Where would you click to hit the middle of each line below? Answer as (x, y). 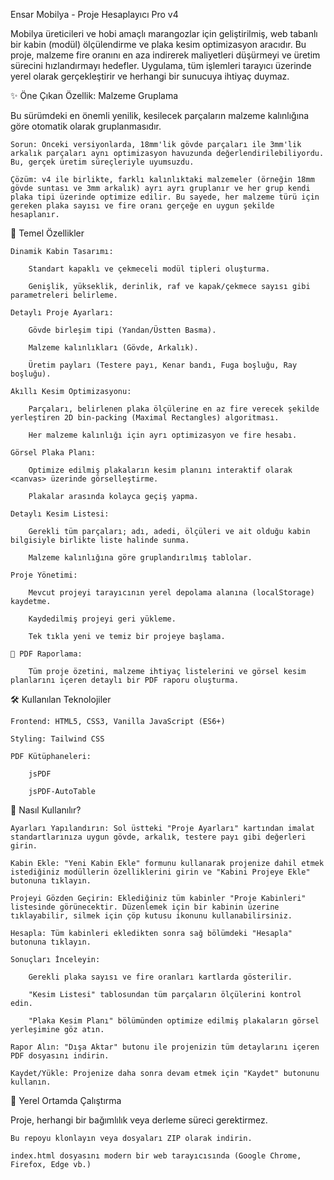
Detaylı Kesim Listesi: (60, 514)
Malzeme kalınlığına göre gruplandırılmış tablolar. (140, 558)
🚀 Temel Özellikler (47, 233)
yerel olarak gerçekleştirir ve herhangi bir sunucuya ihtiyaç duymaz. (150, 76)
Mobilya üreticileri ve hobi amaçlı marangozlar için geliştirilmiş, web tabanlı (164, 33)
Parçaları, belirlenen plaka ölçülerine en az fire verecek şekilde (174, 409)
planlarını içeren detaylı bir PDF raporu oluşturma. (125, 680)
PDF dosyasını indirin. (60, 1056)
